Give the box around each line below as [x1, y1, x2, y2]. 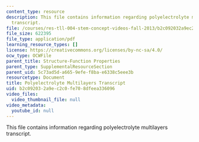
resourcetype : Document [6, 75, 65, 80]
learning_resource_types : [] [6, 42, 78, 48]
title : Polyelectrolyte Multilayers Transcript [6, 80, 126, 86]
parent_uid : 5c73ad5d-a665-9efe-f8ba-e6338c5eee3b [6, 69, 134, 75]
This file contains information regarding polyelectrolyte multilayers [6, 124, 168, 131]
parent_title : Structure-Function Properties [6, 58, 120, 64]
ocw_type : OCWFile [6, 53, 52, 59]
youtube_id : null [11, 108, 54, 114]
